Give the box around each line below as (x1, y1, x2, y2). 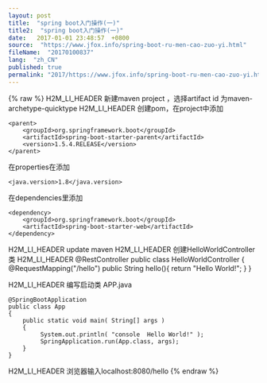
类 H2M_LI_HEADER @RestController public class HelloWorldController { (8, 254, 245, 264)
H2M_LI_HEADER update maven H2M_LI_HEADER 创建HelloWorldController (8, 244, 256, 254)
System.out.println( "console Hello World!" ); (40, 331, 204, 339)
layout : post (8, 11, 52, 20)
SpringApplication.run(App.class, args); (40, 337, 180, 346)
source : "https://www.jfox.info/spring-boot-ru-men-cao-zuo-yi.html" (8, 41, 247, 49)
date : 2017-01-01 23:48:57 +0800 (8, 33, 130, 42)
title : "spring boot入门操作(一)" (8, 19, 121, 27)
